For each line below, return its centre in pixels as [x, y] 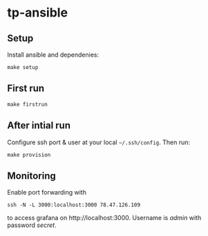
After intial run [39, 126]
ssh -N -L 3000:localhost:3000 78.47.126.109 [74, 205]
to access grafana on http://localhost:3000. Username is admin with [104, 218]
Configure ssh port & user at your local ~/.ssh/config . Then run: [98, 142]
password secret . [32, 225]
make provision [29, 155]
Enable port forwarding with [47, 193]
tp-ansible [37, 13]
